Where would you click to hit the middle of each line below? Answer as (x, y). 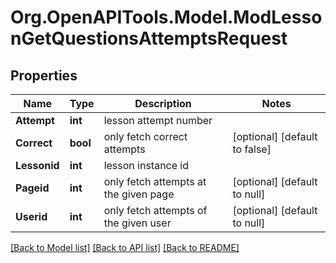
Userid (31, 216)
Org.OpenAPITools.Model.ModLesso (166, 17)
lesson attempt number (158, 120)
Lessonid (37, 165)
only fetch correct (145, 136)
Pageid (32, 188)
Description (163, 103)
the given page (139, 194)
